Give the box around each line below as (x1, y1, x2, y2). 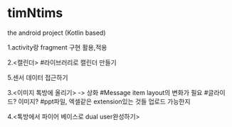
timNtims (7, 5, 63, 21)
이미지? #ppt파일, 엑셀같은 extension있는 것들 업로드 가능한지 (17, 97, 191, 106)
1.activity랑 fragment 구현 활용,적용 (7, 43, 107, 51)
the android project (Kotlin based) (7, 28, 106, 37)
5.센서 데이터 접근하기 (7, 73, 68, 82)
